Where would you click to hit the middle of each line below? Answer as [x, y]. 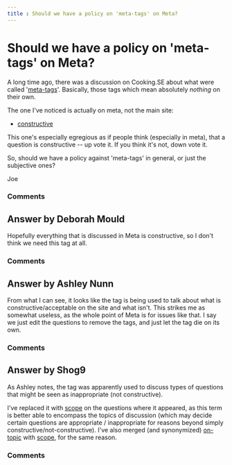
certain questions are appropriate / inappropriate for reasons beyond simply [115, 422]
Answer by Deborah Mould [66, 219]
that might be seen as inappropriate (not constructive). [85, 394]
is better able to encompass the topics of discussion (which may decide [110, 415]
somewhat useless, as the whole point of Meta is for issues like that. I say [112, 315]
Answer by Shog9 [47, 370]
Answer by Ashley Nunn [61, 284]
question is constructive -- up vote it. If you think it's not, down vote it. [107, 144]
